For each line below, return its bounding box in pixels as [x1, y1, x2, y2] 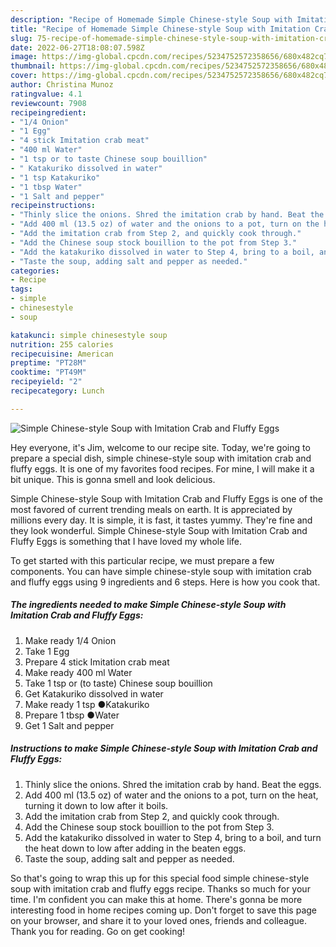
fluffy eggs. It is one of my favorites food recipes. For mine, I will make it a [10, 462, 315, 475]
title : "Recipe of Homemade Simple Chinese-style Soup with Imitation [10, 24, 311, 34]
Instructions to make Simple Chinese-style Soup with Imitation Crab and [10, 742, 318, 755]
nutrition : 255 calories [10, 339, 114, 350]
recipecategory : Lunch [10, 386, 105, 396]
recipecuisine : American [10, 349, 114, 359]
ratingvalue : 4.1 [10, 89, 83, 99]
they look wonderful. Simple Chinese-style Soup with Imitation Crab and [10, 524, 308, 536]
